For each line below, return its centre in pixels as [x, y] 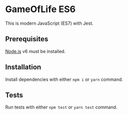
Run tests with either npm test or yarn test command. [61, 107]
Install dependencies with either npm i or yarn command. [64, 79]
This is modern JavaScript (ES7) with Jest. [49, 23]
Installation [23, 67]
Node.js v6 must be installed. [36, 51]
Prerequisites [27, 39]
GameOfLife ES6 [41, 9]
